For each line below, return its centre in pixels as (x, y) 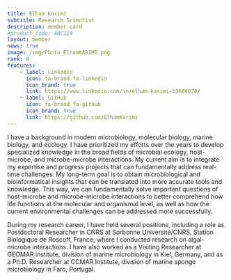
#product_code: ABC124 (40, 33)
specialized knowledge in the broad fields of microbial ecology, (98, 152)
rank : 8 (18, 59)
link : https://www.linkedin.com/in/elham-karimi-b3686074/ (113, 91)
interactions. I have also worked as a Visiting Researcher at (117, 247)
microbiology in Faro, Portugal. (51, 269)
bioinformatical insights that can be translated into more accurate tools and (115, 181)
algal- (196, 239)
